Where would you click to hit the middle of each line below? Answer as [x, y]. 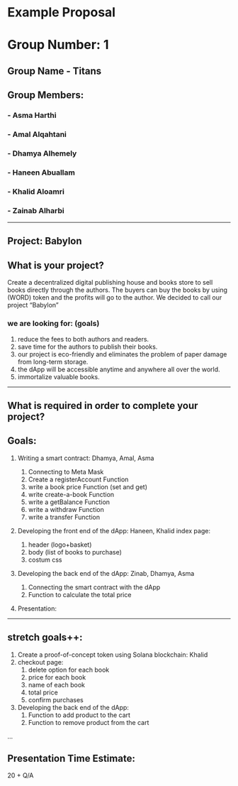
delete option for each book [69, 670]
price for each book [57, 677]
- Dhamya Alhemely [42, 153]
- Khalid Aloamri [36, 191]
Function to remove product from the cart [89, 722]
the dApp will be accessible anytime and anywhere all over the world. [119, 369]
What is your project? [56, 265]
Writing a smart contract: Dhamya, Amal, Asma [86, 458]
